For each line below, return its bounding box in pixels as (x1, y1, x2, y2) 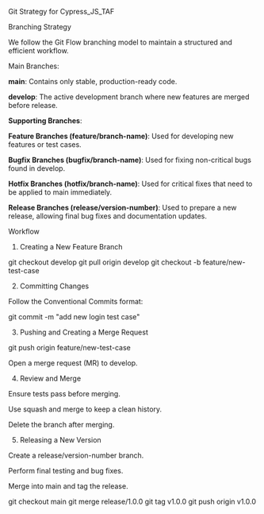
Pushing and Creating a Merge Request (19, 327, 148, 337)
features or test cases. (8, 140, 82, 149)
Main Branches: (8, 61, 59, 71)
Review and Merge (19, 373, 82, 383)
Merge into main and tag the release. (8, 481, 128, 491)
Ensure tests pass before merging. (8, 389, 121, 398)
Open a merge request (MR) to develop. (8, 358, 138, 368)
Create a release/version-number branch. (8, 450, 144, 460)
